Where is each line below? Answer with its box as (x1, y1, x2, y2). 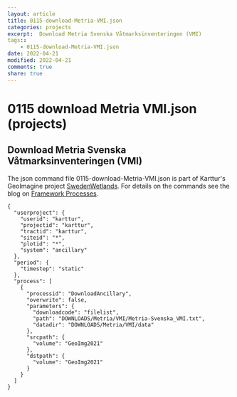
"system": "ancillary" (20, 246, 88, 253)
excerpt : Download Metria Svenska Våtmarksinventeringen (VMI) (7, 30, 202, 38)
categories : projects (7, 23, 72, 31)
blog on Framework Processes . (7, 189, 99, 198)
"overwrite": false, (26, 296, 88, 303)
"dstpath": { (26, 352, 65, 359)
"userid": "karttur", (20, 215, 84, 223)
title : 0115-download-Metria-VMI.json (7, 17, 122, 24)
